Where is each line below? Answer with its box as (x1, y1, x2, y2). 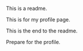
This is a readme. (6, 5, 48, 12)
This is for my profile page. (6, 16, 71, 23)
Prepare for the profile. (6, 39, 61, 45)
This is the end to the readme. (6, 27, 78, 34)
